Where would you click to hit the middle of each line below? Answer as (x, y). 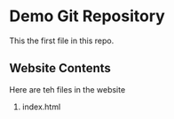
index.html (41, 107)
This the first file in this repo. (62, 41)
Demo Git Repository (87, 16)
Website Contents (60, 68)
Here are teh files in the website (67, 89)
